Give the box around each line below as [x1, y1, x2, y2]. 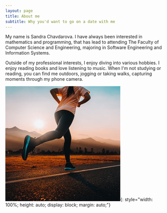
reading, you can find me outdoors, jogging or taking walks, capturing [5, 70, 152, 77]
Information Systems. [5, 50, 50, 56]
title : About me [5, 13, 40, 19]
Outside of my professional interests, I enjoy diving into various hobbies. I [5, 60, 160, 66]
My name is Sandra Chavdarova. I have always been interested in [5, 34, 143, 40]
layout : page [5, 8, 33, 13]
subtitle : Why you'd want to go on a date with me [5, 19, 115, 24]
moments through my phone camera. [5, 76, 83, 82]
